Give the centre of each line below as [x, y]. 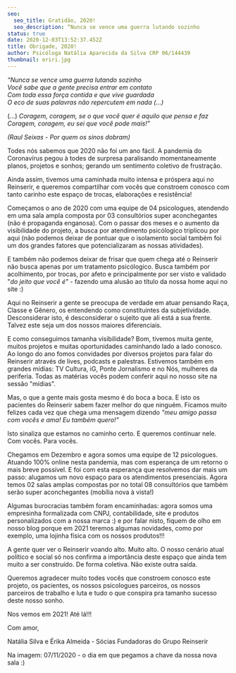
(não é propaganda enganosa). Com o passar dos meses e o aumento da [113, 223]
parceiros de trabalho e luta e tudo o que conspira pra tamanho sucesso [112, 593]
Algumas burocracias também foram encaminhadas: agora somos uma [110, 505]
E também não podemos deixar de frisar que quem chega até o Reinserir [113, 259]
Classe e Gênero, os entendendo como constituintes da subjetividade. [109, 310]
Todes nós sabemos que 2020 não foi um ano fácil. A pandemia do [105, 150]
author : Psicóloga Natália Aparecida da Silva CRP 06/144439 [99, 54]
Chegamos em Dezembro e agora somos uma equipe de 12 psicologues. [113, 455]
